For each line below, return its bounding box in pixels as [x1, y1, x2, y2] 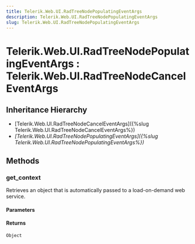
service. [6, 193, 26, 200]
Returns [6, 219, 26, 226]
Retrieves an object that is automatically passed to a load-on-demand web [6, 187, 186, 194]
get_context [6, 173, 41, 182]
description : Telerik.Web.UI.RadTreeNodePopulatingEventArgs [6, 14, 158, 20]
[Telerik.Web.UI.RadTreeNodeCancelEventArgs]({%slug [14, 120, 149, 127]
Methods [6, 156, 40, 166]
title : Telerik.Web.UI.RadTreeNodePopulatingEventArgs [6, 8, 142, 15]
